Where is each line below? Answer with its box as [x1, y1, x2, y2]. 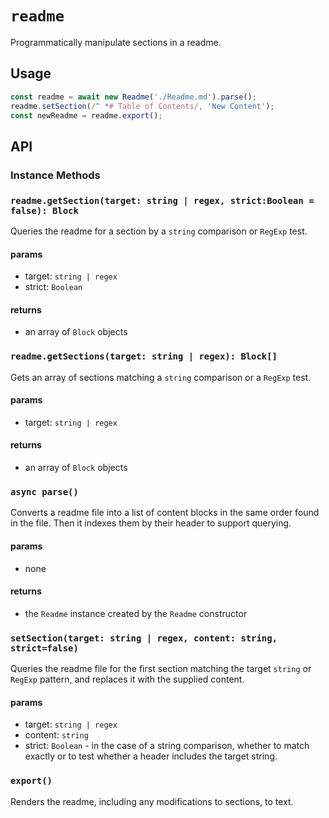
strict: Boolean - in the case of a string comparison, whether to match [24, 740, 310, 752]
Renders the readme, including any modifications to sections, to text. [10, 795, 294, 807]
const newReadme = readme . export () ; [10, 110, 163, 121]
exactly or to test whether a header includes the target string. [24, 750, 278, 762]
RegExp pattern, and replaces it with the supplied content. [10, 673, 245, 686]
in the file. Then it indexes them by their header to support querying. [10, 517, 292, 529]
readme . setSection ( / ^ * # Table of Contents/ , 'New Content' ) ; [10, 101, 275, 111]
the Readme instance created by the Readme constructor [24, 607, 248, 619]
